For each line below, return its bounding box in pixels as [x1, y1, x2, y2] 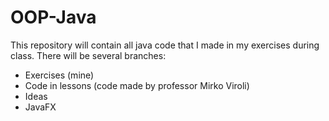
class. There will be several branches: [10, 49, 167, 61]
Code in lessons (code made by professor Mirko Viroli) [24, 79, 250, 91]
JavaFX [24, 101, 57, 113]
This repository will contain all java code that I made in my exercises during [10, 39, 320, 51]
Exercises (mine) [24, 69, 95, 81]
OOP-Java [10, 6, 97, 29]
